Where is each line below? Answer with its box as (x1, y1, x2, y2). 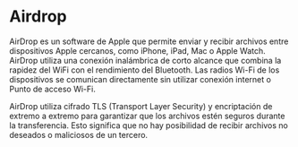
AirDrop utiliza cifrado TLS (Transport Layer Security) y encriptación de (9, 100, 273, 111)
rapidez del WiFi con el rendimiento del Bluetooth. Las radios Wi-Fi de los (9, 65, 280, 75)
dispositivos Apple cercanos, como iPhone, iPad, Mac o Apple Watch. (9, 45, 266, 56)
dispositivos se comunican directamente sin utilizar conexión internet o (9, 73, 271, 84)
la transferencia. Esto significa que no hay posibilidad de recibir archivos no (9, 119, 289, 131)
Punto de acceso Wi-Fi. (9, 83, 96, 94)
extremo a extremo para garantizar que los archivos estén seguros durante (9, 110, 285, 121)
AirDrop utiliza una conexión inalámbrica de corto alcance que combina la (9, 55, 282, 65)
